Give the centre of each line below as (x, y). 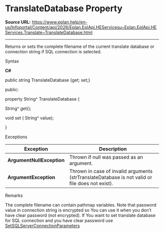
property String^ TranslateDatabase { (42, 99)
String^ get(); (18, 108)
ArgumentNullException (36, 160)
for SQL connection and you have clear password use (59, 220)
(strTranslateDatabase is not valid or (111, 177)
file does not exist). (91, 183)
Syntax (12, 61)
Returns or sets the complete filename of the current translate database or (80, 46)
